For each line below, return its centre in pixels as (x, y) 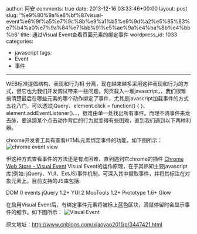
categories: (20, 41)
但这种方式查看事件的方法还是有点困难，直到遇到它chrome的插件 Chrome (95, 159)
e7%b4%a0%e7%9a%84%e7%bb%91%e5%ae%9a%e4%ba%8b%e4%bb (98, 28)
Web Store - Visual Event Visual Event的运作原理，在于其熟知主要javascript (97, 166)
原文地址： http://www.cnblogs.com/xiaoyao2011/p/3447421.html (84, 224)
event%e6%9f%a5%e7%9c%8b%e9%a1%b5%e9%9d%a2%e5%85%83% (98, 21)
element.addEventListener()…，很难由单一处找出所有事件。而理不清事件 (93, 113)
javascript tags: (33, 52)
